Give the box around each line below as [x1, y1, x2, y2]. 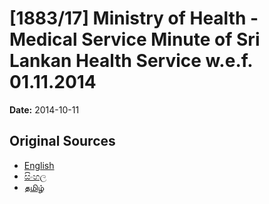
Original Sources [9, 133, 116, 150]
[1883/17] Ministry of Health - [9, 7, 259, 30]
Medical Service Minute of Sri [9, 28, 261, 51]
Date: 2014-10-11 [9, 103, 80, 116]
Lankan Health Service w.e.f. [9, 50, 253, 72]
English [23, 159, 55, 171]
